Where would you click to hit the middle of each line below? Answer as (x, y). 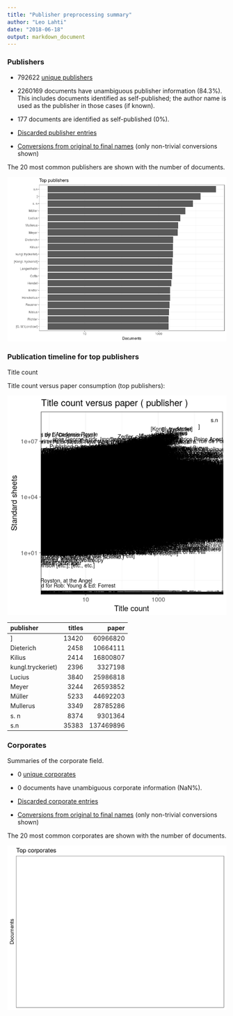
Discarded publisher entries (57, 132)
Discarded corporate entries (58, 801)
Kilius (18, 658)
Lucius (20, 677)
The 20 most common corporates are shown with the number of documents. (117, 836)
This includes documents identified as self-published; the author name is (122, 98)
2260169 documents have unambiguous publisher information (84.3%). (120, 91)
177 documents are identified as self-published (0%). (93, 119)
